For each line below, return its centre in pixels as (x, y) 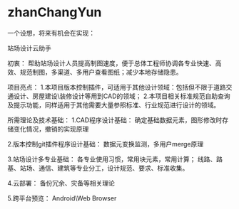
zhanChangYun (55, 12)
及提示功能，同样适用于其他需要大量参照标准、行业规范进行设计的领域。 (113, 104)
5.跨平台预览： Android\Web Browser (62, 198)
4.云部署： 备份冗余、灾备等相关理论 (61, 183)
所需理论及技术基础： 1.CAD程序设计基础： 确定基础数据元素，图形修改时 (115, 120)
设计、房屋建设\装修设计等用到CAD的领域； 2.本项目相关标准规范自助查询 (122, 96)
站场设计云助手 (29, 48)
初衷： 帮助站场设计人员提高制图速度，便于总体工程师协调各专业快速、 (111, 63)
